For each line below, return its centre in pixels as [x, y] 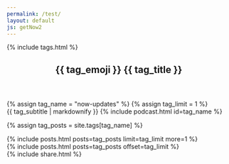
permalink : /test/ [34, 14]
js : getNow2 [24, 27]
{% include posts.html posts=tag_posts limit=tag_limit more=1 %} [102, 138]
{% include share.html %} [44, 154]
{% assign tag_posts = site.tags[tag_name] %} [75, 125]
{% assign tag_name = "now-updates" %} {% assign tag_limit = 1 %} [107, 104]
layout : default [31, 21]
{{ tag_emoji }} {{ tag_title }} [119, 69]
